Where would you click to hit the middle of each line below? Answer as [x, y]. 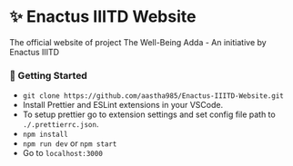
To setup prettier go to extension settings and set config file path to [149, 114]
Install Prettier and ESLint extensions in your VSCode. [123, 105]
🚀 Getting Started [49, 75]
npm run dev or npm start [70, 143]
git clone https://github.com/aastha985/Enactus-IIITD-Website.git [153, 96]
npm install [45, 135]
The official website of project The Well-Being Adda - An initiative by [138, 42]
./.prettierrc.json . [61, 124]
